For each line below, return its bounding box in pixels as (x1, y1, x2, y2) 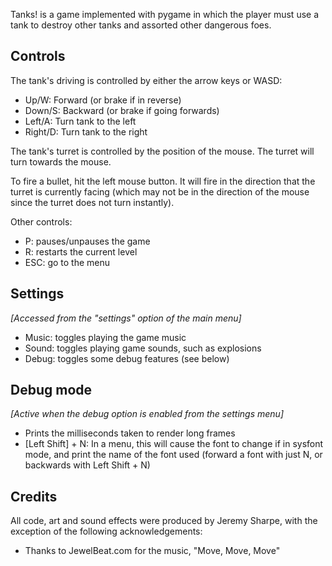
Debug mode (10, 382, 93, 399)
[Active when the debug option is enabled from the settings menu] (10, 408, 284, 420)
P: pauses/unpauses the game (24, 235, 151, 247)
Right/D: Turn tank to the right (24, 125, 148, 138)
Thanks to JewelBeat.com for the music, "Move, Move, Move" (24, 545, 281, 557)
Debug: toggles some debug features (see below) (24, 352, 230, 364)
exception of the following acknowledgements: (10, 525, 203, 538)
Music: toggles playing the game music (24, 331, 187, 343)
